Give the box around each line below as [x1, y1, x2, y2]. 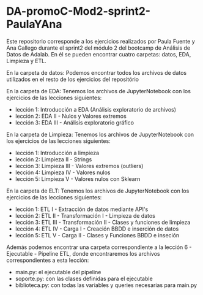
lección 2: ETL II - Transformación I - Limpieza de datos [15, 212, 156, 219]
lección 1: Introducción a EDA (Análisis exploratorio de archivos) [15, 105, 176, 113]
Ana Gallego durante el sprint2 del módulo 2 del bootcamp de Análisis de [6, 44, 191, 52]
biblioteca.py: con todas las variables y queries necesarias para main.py [15, 281, 197, 289]
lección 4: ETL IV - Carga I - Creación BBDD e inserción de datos [15, 225, 179, 232]
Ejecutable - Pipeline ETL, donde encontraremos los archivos [6, 250, 160, 257]
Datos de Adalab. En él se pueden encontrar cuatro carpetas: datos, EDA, [6, 50, 191, 58]
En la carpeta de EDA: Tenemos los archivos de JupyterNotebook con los [6, 87, 191, 94]
